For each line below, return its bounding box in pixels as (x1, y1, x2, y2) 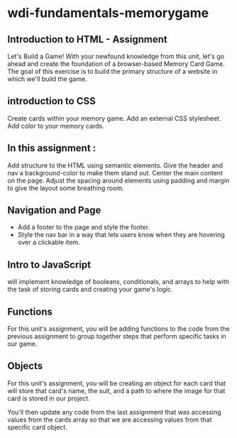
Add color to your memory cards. (7, 121, 104, 130)
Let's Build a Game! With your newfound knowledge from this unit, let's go (7, 52, 225, 60)
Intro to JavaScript (7, 258, 91, 270)
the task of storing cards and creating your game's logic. (7, 285, 173, 294)
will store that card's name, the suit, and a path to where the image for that (7, 386, 226, 395)
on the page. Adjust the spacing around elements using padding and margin (7, 176, 230, 185)
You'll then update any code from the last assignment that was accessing (7, 407, 221, 416)
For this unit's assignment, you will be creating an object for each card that (7, 378, 226, 388)
